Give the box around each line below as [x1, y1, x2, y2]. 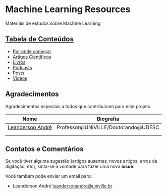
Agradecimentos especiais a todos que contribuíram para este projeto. [5, 103, 152, 109]
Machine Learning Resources [5, 4, 131, 15]
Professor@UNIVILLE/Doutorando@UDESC [57, 124, 160, 131]
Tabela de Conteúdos [5, 35, 74, 43]
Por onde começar [12, 48, 51, 54]
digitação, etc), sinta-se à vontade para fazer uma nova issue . [5, 163, 135, 170]
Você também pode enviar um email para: [5, 173, 92, 179]
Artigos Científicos [12, 54, 51, 60]
